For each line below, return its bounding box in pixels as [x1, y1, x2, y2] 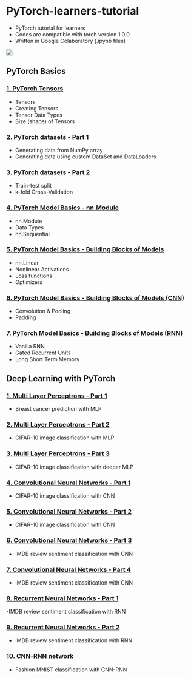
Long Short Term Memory [15, 356, 80, 363]
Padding [15, 314, 36, 321]
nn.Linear [15, 259, 39, 266]
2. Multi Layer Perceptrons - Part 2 [6, 421, 110, 429]
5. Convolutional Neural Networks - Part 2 [6, 507, 132, 515]
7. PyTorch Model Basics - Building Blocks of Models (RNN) [6, 329, 183, 337]
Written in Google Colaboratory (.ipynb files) [15, 37, 126, 44]
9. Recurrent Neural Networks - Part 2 [6, 623, 120, 632]
